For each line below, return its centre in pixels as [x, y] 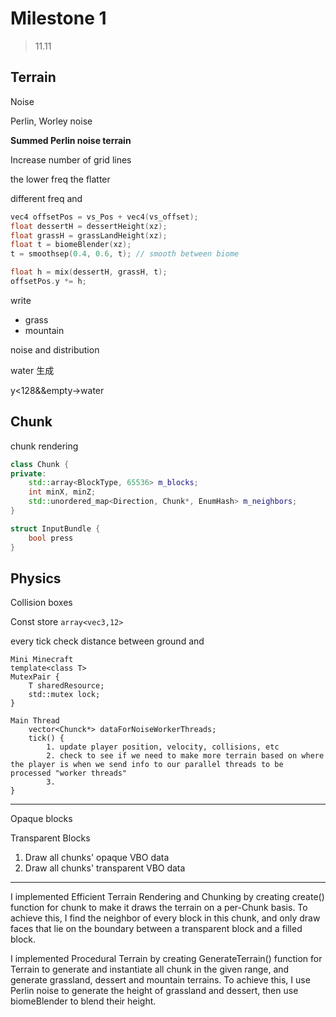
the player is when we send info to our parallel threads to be [147, 765]
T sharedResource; [66, 686]
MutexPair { [35, 677]
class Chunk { [40, 464]
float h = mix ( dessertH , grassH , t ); [89, 272]
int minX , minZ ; [62, 492]
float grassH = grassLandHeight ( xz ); [89, 235]
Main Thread [35, 721]
